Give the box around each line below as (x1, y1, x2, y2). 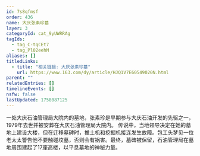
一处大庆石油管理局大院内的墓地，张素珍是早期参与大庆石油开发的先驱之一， (6, 114, 194, 121)
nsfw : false (6, 91, 36, 97)
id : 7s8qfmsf (6, 8, 39, 15)
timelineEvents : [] (6, 86, 55, 92)
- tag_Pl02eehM (11, 47, 49, 53)
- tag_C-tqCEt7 (11, 42, 49, 48)
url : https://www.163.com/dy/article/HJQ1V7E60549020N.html (17, 69, 169, 75)
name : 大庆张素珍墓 (6, 20, 49, 26)
